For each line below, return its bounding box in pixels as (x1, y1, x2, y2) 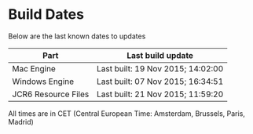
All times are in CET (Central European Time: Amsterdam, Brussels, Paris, (8, 108, 246, 118)
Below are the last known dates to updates (8, 31, 146, 41)
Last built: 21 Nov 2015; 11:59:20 (97, 89, 224, 100)
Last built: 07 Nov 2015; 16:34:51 (97, 76, 224, 87)
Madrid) (8, 117, 34, 126)
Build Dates (8, 5, 85, 24)
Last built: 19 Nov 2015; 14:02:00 (97, 63, 224, 74)
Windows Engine (12, 76, 75, 87)
